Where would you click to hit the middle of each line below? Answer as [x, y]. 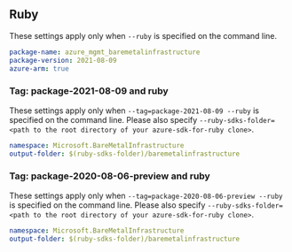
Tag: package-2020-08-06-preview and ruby [110, 176]
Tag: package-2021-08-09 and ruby [89, 91]
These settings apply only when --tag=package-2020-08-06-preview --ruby [146, 195]
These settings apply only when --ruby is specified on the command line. [143, 35]
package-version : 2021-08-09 [63, 60]
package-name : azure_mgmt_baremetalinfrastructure [105, 52]
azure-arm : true [39, 69]
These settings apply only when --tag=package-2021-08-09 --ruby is [134, 111]
